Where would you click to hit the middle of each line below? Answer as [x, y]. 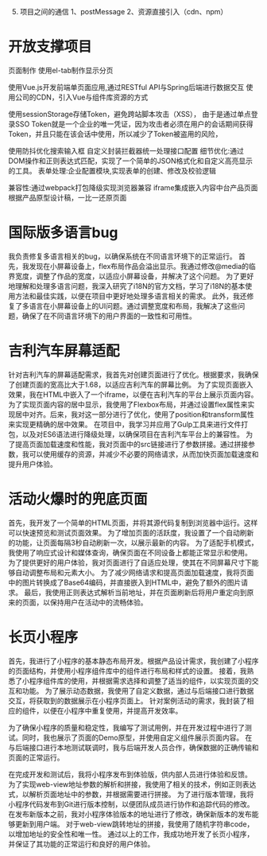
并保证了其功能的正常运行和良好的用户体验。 [81, 844]
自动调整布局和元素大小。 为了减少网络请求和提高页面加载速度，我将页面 [134, 572]
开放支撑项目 [50, 47]
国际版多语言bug [63, 233]
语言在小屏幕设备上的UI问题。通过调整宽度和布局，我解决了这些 [133, 305]
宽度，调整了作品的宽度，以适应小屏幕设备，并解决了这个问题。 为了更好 [134, 276]
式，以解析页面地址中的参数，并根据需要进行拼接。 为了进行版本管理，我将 [131, 794]
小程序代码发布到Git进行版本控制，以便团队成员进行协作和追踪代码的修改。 [131, 804]
